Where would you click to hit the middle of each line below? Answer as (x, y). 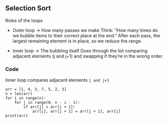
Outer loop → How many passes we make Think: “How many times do (85, 30)
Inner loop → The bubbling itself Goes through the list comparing (80, 50)
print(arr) (17, 116)
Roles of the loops (24, 20)
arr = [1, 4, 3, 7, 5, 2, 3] (36, 89)
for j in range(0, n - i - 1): (47, 103)
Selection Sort (28, 8)
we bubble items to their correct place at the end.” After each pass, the (86, 35)
